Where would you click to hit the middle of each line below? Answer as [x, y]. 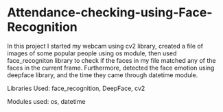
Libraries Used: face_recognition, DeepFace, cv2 [76, 88]
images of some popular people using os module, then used [92, 53]
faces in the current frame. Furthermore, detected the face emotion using [111, 68]
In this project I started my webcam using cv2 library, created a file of [105, 46]
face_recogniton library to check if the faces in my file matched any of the [111, 60]
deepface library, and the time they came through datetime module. [103, 75]
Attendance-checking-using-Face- [110, 13]
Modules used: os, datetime [46, 101]
